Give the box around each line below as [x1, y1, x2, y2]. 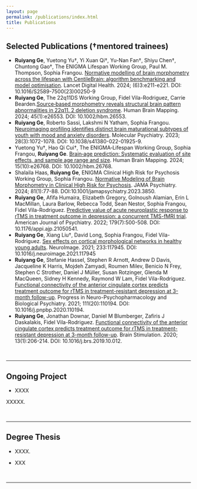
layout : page [6, 8, 38, 15]
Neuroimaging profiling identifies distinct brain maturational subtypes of [14, 126, 189, 133]
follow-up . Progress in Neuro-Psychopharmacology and [31, 294, 167, 301]
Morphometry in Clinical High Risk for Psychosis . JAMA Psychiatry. [14, 181, 177, 188]
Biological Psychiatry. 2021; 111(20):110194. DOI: [14, 300, 130, 307]
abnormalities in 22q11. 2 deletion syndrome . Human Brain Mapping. [14, 107, 179, 114]
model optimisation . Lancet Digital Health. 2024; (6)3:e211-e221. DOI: [14, 82, 182, 89]
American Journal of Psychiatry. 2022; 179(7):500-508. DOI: [14, 219, 161, 226]
